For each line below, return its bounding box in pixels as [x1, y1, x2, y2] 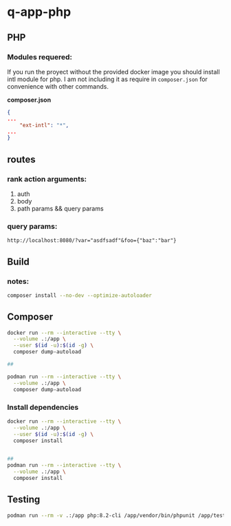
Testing [7, 494, 41, 505]
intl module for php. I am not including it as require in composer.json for [7, 75, 208, 83]
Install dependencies [7, 402, 79, 412]
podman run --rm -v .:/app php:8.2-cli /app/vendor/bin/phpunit [7, 512, 195, 519]
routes [7, 153, 36, 165]
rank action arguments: [7, 174, 87, 184]
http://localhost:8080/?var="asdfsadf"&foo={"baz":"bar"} [7, 237, 177, 244]
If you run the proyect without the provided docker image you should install [7, 67, 220, 76]
